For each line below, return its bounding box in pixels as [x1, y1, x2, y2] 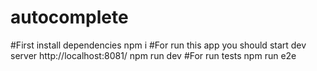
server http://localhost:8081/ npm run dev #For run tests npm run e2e [10, 49, 297, 61]
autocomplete [10, 6, 129, 29]
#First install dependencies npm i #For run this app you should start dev [10, 39, 307, 51]
